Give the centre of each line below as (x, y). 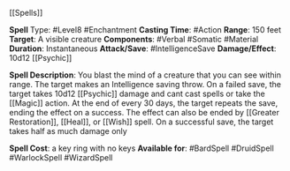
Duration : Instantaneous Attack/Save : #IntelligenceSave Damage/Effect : (143, 48)
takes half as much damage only (69, 131)
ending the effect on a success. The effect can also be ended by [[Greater (145, 112)
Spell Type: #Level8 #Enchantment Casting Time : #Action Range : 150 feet (145, 30)
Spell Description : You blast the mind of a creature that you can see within (145, 75)
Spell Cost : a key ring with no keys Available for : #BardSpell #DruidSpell (141, 148)
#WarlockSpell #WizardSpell (61, 157)
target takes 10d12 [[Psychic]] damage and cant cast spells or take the (137, 93)
